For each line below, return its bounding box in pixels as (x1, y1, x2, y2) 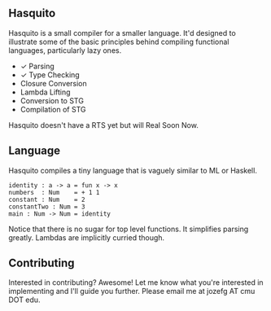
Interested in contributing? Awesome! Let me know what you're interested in (8, 278, 264, 287)
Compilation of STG (20, 104, 86, 114)
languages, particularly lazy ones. (8, 45, 122, 55)
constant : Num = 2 (8, 195, 85, 204)
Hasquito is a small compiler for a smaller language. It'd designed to (8, 28, 236, 37)
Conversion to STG (20, 95, 84, 105)
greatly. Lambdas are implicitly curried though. (8, 232, 165, 243)
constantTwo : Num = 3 (8, 203, 85, 211)
